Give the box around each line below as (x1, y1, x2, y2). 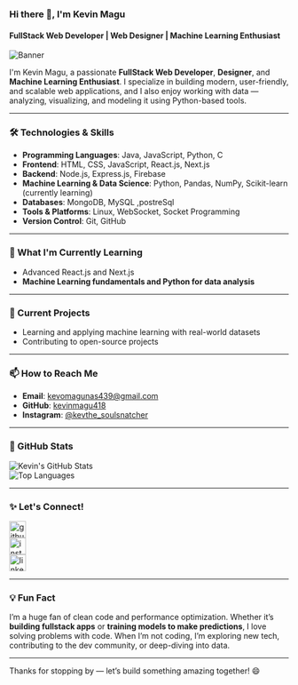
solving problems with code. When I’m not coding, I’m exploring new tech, (9, 631, 280, 641)
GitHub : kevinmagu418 (21, 400, 106, 411)
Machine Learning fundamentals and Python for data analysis (21, 275, 255, 287)
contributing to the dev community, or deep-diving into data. (9, 640, 231, 651)
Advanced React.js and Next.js (21, 267, 135, 277)
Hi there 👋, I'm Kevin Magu (9, 8, 126, 20)
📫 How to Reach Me (9, 367, 98, 379)
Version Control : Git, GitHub (21, 216, 127, 227)
